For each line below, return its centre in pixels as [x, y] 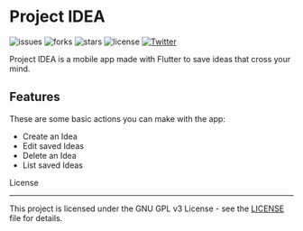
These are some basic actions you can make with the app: [117, 118]
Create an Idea [50, 136]
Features [35, 97]
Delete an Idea [49, 155]
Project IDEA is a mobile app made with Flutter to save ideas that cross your [150, 59]
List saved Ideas [53, 165]
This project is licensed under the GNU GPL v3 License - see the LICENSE [147, 208]
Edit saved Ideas [53, 145]
